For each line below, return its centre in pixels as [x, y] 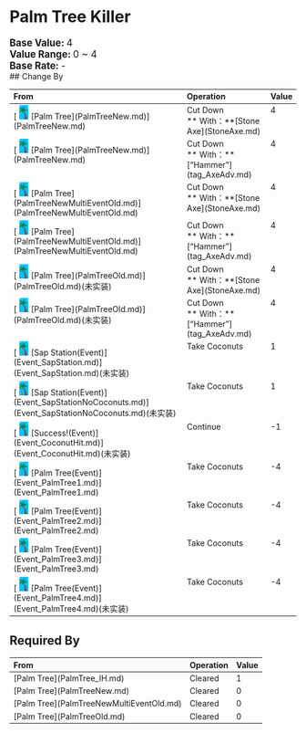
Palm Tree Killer [70, 17]
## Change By [36, 76]
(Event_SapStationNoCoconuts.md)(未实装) [95, 414]
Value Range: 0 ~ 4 [53, 54]
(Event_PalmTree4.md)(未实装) [71, 608]
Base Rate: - [38, 66]
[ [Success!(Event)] [56, 433]
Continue [204, 426]
